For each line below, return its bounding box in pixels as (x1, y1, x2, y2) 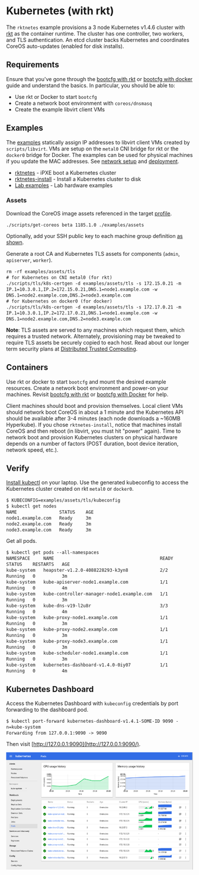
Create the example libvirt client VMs (14, 105, 105, 113)
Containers (6, 362, 49, 372)
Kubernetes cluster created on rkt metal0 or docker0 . (6, 485, 134, 493)
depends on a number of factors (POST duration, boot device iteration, (6, 440, 179, 447)
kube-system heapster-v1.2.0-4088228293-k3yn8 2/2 (6, 567, 168, 574)
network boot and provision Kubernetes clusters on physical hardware (6, 433, 178, 440)
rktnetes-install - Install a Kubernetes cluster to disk (14, 175, 142, 182)
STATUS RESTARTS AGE (6, 561, 70, 568)
